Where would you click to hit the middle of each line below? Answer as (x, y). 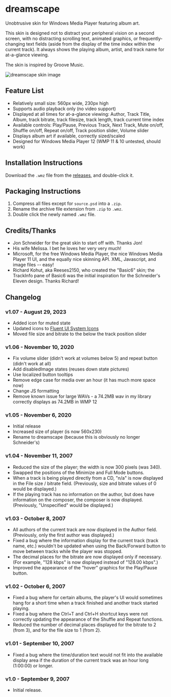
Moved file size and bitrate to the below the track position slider (80, 334)
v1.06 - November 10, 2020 (40, 347)
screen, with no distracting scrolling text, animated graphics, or (72, 38)
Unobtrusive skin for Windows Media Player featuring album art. (73, 23)
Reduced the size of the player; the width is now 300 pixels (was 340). (87, 467)
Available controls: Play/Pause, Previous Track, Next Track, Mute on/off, (88, 125)
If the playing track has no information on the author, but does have (83, 494)
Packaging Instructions (43, 191)
